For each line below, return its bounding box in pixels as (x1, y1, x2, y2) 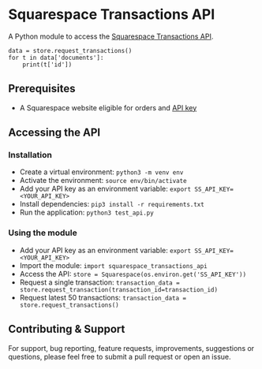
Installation (8, 150, 53, 161)
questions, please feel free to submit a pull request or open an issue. (8, 352, 231, 361)
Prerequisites (8, 82, 76, 95)
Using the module (8, 227, 77, 238)
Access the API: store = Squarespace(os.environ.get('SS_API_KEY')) (19, 269, 247, 278)
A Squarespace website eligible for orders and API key (19, 102, 197, 112)
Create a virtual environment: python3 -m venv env (19, 167, 184, 177)
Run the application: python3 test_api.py (19, 207, 154, 218)
